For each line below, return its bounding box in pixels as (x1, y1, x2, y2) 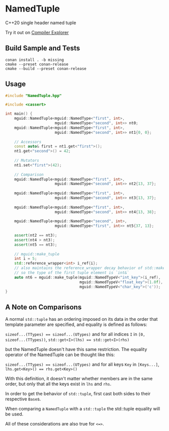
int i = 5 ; (14, 256, 37, 262)
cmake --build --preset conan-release (5, 66, 87, 71)
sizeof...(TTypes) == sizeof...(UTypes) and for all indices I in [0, (5, 331, 145, 337)
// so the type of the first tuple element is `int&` (14, 270, 129, 276)
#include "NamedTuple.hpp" (5, 93, 62, 98)
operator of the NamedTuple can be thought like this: (5, 352, 115, 358)
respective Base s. (5, 396, 41, 402)
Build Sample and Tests (5, 44, 80, 53)
